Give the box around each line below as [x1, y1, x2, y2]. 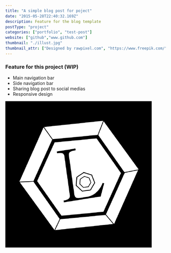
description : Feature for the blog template [5, 19, 101, 24]
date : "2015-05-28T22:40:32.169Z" [5, 13, 79, 19]
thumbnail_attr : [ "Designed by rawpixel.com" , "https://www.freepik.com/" [5, 46, 167, 51]
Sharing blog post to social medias [12, 86, 85, 92]
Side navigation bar [12, 80, 53, 87]
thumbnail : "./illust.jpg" [5, 41, 63, 46]
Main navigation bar [12, 75, 54, 81]
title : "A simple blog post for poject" [5, 8, 93, 13]
